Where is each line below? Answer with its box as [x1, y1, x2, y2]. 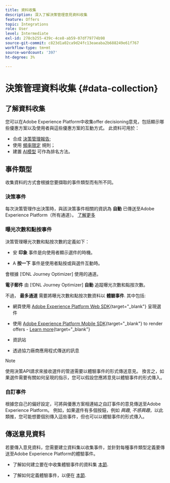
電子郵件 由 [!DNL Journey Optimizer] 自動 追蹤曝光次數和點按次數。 [5, 281, 148, 287]
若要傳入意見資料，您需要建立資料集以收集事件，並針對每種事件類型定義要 [5, 444, 160, 450]
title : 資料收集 [5, 7, 36, 13]
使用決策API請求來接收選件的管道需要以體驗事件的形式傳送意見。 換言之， [5, 368, 160, 374]
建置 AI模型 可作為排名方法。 [12, 148, 73, 155]
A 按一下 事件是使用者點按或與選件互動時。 [12, 260, 103, 266]
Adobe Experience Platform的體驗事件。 [14, 450, 98, 457]
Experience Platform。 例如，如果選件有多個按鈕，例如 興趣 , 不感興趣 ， [5, 407, 155, 413]
